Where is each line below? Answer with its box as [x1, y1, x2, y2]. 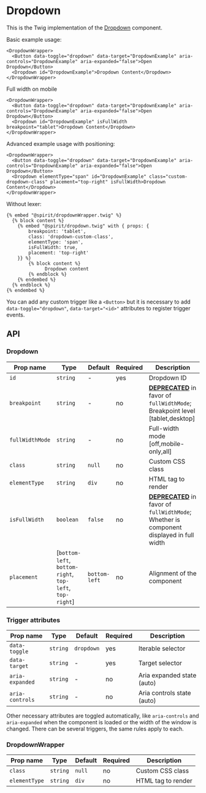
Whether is [148, 515, 181, 524]
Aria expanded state [138, 671, 197, 680]
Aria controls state [138, 688, 191, 697]
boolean [56, 516, 78, 523]
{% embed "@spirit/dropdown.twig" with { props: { [17, 223, 150, 229]
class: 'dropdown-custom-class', [28, 234, 114, 240]
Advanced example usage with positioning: [6, 140, 115, 147]
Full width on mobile [6, 85, 57, 93]
